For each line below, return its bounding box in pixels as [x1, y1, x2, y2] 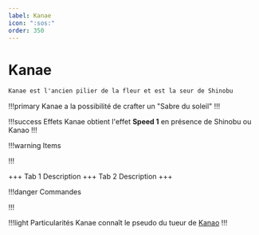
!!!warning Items [8, 141, 61, 151]
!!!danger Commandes [8, 187, 82, 197]
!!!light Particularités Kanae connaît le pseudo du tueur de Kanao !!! [8, 218, 228, 228]
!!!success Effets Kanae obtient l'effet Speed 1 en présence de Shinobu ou [8, 117, 252, 127]
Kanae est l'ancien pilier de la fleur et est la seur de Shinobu [8, 87, 233, 96]
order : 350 [8, 26, 45, 34]
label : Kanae [8, 11, 52, 20]
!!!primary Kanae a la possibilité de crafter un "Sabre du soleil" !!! [8, 101, 221, 112]
